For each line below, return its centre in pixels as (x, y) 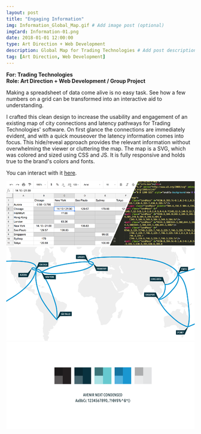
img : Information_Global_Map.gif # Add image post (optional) (85, 25)
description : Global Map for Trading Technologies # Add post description (101, 51)
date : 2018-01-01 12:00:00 (40, 38)
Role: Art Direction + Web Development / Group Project (76, 81)
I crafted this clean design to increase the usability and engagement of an (97, 117)
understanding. (25, 105)
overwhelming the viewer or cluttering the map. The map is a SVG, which (96, 148)
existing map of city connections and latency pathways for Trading (88, 123)
